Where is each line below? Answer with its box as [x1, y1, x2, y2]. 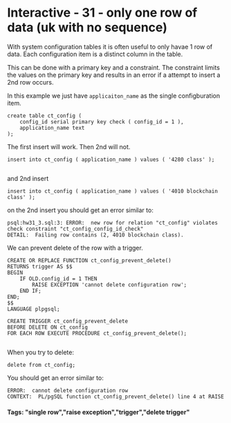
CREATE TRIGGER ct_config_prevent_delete [7, 318, 129, 325]
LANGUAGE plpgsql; [7, 305, 60, 313]
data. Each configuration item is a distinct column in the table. [7, 50, 183, 58]
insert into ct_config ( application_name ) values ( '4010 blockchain [7, 187, 218, 195]
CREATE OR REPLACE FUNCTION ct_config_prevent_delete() [7, 257, 172, 264]
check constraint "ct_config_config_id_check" [7, 225, 144, 232]
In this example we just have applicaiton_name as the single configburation [7, 92, 220, 100]
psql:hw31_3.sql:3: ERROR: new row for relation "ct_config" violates [7, 219, 218, 226]
